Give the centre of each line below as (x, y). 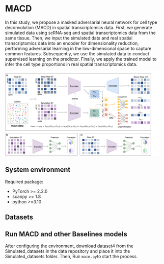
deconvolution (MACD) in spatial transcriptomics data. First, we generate (79, 27)
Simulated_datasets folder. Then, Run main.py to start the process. (71, 257)
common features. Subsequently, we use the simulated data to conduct (77, 54)
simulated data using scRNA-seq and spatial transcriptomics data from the (81, 33)
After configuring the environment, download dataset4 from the (69, 246)
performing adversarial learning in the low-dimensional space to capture (78, 48)
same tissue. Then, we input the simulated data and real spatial (69, 38)
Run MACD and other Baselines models (66, 234)
